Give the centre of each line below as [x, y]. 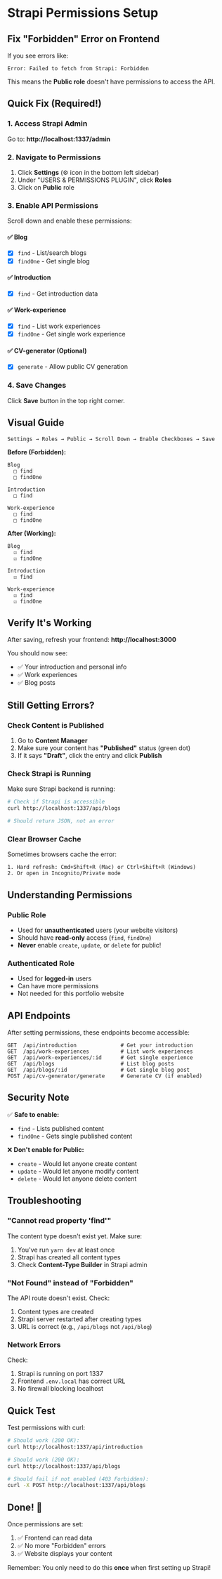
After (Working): [32, 533]
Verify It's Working [50, 623]
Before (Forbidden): [37, 452]
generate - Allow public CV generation [73, 367]
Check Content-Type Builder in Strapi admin [82, 1264]
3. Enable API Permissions [53, 205]
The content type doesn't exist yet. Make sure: [75, 1236]
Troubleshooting [45, 1201]
